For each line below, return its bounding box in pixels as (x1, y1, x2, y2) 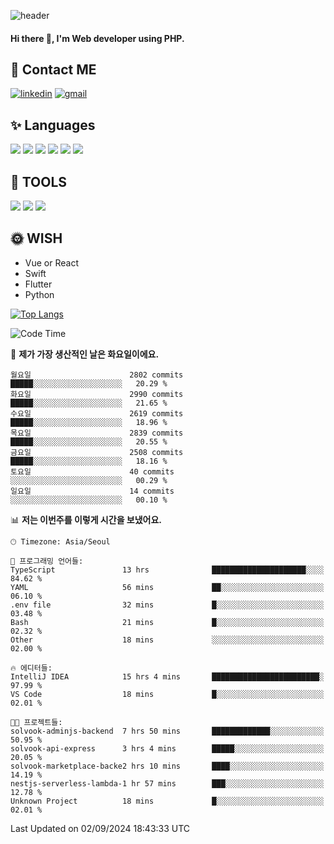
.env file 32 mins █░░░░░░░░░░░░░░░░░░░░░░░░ (10, 600, 325, 610)
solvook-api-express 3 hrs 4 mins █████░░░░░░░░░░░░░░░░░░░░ (10, 743, 325, 754)
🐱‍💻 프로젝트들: (10, 717, 63, 727)
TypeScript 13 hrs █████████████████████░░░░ (10, 565, 325, 575)
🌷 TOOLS (10, 173, 68, 190)
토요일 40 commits (10, 466, 175, 477)
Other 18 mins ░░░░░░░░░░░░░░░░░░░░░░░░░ (10, 635, 325, 645)
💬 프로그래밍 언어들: (10, 556, 84, 566)
